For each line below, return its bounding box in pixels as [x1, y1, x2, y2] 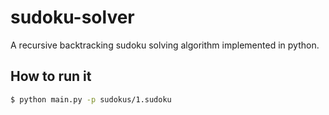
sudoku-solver [10, 6, 135, 29]
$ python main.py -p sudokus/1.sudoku [10, 94, 172, 105]
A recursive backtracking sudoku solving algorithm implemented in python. [10, 39, 320, 51]
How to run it [10, 68, 92, 85]
